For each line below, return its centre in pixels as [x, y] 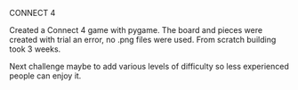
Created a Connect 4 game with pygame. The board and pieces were [136, 30]
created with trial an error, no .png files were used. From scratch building [143, 40]
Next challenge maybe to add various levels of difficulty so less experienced [149, 66]
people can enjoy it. [45, 76]
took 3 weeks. [35, 49]
